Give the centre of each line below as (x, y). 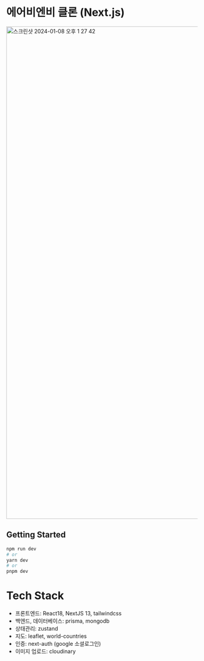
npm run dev (21, 549)
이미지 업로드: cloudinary (45, 651)
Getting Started (36, 535)
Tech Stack (35, 596)
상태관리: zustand (37, 629)
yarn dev (17, 560)
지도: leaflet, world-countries (51, 636)
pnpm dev (17, 572)
